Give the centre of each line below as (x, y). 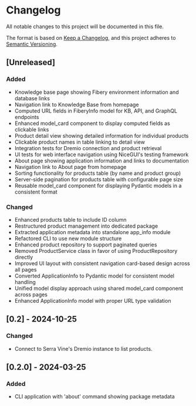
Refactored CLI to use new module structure (68, 238)
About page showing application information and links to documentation (102, 160)
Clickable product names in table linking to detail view (80, 142)
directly (24, 257)
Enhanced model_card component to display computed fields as (92, 123)
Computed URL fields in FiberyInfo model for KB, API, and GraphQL (96, 111)
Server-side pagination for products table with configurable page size (99, 179)
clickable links (32, 129)
